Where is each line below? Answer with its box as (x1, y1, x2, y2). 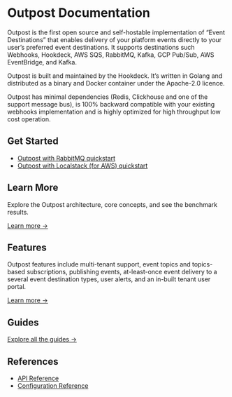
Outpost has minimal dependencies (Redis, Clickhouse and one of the (7, 93, 208, 101)
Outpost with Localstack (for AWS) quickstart (17, 161, 148, 170)
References (7, 356, 59, 368)
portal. (7, 283, 27, 291)
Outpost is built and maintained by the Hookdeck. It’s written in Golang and (7, 72, 223, 80)
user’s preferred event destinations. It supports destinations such (7, 43, 195, 51)
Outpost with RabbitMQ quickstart (17, 154, 115, 162)
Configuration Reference (17, 382, 89, 390)
